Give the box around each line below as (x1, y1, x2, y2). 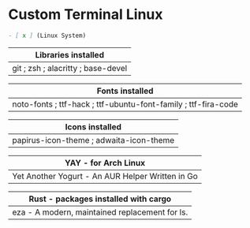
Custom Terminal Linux (8, 6, 163, 24)
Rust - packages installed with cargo (28, 193, 172, 204)
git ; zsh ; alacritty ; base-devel (12, 62, 128, 73)
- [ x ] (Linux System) (8, 32, 87, 39)
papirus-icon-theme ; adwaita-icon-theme (12, 134, 175, 145)
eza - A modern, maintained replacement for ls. (12, 207, 188, 218)
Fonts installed (96, 85, 154, 96)
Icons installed (65, 121, 122, 132)
